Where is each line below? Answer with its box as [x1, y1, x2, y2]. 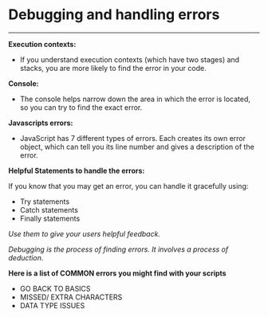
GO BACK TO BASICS [19, 284, 91, 293]
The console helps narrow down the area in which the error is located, [19, 94, 251, 104]
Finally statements [19, 213, 81, 223]
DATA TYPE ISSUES [19, 300, 85, 310]
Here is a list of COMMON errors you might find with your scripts [8, 268, 227, 278]
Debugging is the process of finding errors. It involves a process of [8, 245, 229, 254]
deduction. [8, 252, 44, 262]
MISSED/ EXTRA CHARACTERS [19, 292, 123, 302]
